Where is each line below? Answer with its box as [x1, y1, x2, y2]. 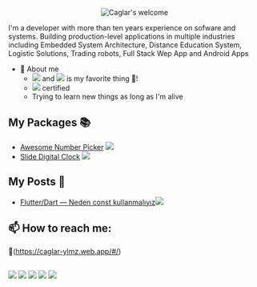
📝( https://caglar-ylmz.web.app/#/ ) [8, 247, 122, 257]
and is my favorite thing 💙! [42, 74, 139, 83]
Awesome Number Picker [19, 142, 104, 152]
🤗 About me [19, 64, 59, 74]
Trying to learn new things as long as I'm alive [31, 92, 183, 101]
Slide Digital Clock [19, 152, 81, 161]
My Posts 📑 [8, 175, 66, 188]
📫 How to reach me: [8, 221, 112, 236]
